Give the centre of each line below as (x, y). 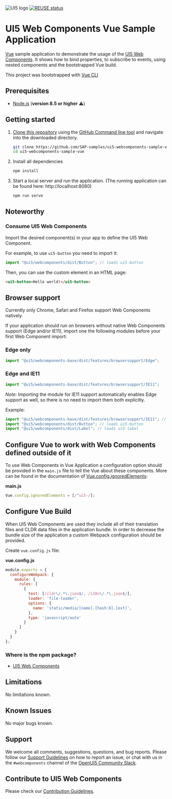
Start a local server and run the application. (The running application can (90, 181)
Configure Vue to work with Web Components (81, 445)
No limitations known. (28, 694)
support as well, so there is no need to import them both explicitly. (75, 399)
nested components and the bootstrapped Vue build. (61, 65)
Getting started (30, 120)
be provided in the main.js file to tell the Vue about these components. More (86, 471)
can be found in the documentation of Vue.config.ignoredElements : (77, 476)
